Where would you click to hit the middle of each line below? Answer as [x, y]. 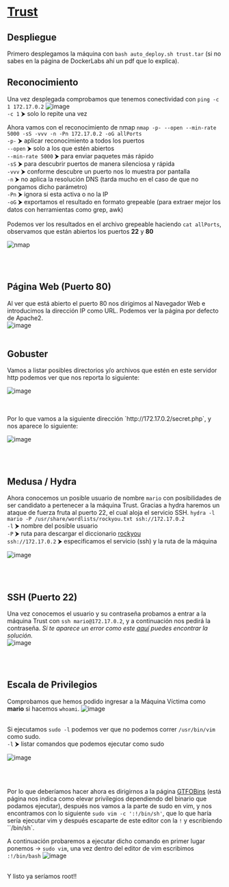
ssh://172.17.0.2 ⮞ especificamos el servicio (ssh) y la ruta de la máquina [112, 542]
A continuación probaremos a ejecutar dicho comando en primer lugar [106, 841]
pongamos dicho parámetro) [47, 186]
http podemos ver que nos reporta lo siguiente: [73, 378]
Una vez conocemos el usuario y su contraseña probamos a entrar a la [107, 613]
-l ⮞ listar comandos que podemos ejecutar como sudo [86, 744]
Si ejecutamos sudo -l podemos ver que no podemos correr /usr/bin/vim [111, 729]
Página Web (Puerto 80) [59, 287]
